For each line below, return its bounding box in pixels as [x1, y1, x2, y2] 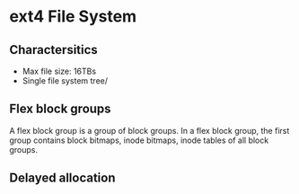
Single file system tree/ [22, 75, 109, 86]
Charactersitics [9, 42, 99, 57]
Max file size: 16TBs [22, 66, 97, 76]
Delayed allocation [9, 171, 116, 186]
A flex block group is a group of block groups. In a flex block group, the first [9, 125, 290, 136]
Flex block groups [9, 101, 111, 117]
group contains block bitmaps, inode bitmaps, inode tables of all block [9, 135, 269, 145]
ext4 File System [9, 6, 137, 27]
